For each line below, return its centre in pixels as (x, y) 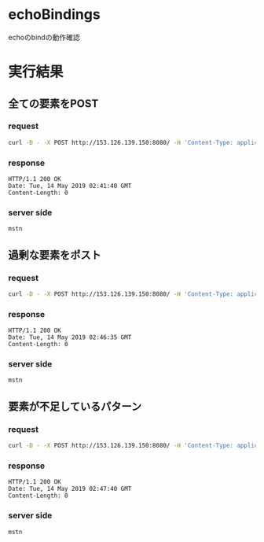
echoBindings (54, 15)
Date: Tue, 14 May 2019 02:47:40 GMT (70, 489)
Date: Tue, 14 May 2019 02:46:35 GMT (70, 337)
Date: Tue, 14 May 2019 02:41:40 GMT (70, 186)
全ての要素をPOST (53, 103)
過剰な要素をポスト (55, 254)
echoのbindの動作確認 (44, 37)
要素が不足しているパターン (75, 406)
